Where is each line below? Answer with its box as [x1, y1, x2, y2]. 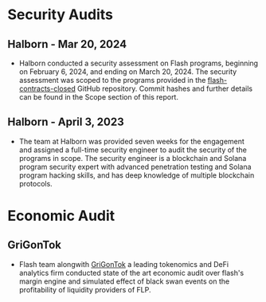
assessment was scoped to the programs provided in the [18, 76, 206, 84]
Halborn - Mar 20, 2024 [7, 37, 127, 51]
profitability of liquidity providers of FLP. [18, 284, 151, 294]
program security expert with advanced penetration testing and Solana [18, 162, 252, 171]
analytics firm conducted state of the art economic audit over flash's [18, 268, 244, 277]
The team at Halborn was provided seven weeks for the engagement [18, 136, 244, 146]
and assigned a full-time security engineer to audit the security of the [18, 145, 248, 155]
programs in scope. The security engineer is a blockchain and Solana [18, 153, 247, 163]
